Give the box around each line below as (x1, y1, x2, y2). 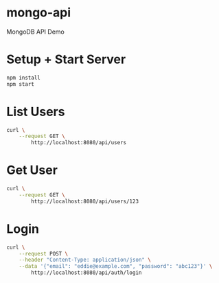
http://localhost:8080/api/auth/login (31, 269, 142, 276)
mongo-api (6, 5, 71, 21)
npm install (6, 74, 41, 81)
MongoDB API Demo (6, 27, 65, 36)
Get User (6, 163, 58, 178)
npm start (6, 80, 35, 87)
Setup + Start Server (6, 52, 126, 67)
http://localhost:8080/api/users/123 (31, 198, 139, 205)
